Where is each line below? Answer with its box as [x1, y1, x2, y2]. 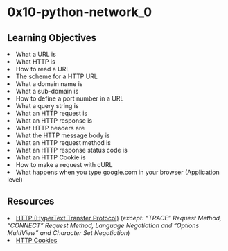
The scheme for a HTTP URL [16, 72, 98, 80]
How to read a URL [16, 65, 70, 73]
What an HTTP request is [16, 109, 88, 117]
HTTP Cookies [16, 236, 58, 244]
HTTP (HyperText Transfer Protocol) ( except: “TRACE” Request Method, [16, 214, 222, 222]
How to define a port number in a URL [16, 94, 124, 103]
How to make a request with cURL [16, 161, 113, 168]
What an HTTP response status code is [16, 146, 128, 154]
